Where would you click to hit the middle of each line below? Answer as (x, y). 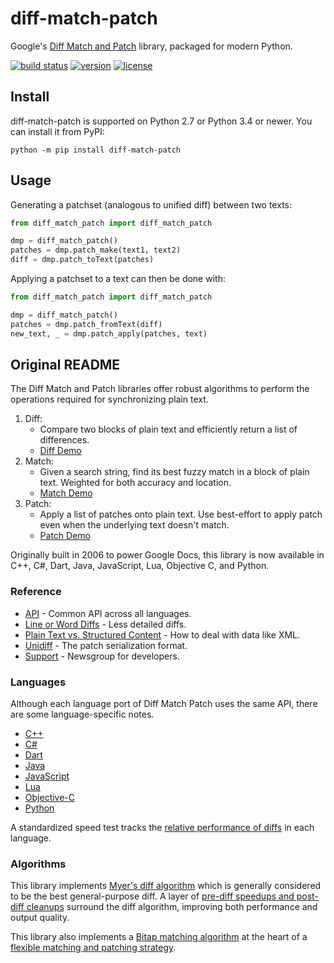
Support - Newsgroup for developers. (102, 656)
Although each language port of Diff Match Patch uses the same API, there (164, 703)
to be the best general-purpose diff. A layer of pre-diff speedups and (152, 896)
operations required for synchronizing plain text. (109, 399)
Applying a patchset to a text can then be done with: (118, 279)
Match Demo (66, 493)
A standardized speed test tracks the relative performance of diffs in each (162, 827)
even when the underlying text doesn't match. (134, 525)
